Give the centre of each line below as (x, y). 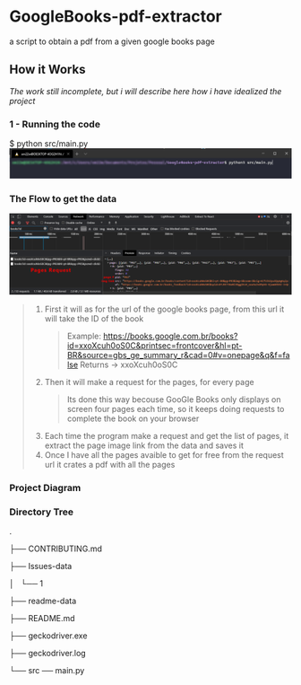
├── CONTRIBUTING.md (56, 549)
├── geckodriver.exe (48, 636)
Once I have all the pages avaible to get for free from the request (164, 454)
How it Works (47, 70)
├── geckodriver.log (48, 653)
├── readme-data (43, 601)
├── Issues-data (41, 566)
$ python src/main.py (49, 144)
